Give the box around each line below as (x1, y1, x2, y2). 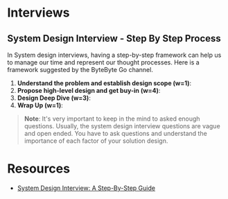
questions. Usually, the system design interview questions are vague (24, 122, 220, 130)
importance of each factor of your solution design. (24, 137, 168, 145)
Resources (7, 161, 71, 177)
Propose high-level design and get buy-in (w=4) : (17, 87, 161, 94)
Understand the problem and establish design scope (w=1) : (17, 79, 192, 87)
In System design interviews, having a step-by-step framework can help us (7, 51, 222, 59)
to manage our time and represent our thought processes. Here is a (7, 58, 200, 67)
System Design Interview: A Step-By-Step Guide (17, 184, 156, 192)
